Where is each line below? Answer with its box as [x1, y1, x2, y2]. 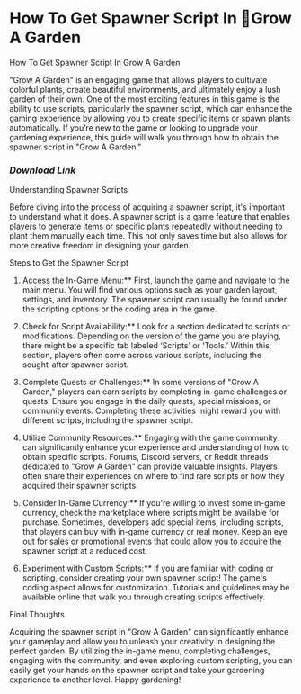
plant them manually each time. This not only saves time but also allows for [9, 230, 288, 241]
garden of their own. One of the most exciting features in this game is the [9, 94, 280, 104]
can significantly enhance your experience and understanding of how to [22, 442, 289, 453]
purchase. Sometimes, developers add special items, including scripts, [22, 517, 285, 527]
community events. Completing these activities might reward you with [22, 405, 281, 417]
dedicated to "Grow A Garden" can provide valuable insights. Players [22, 461, 278, 472]
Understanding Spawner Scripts [9, 185, 128, 195]
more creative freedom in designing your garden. [9, 240, 191, 251]
